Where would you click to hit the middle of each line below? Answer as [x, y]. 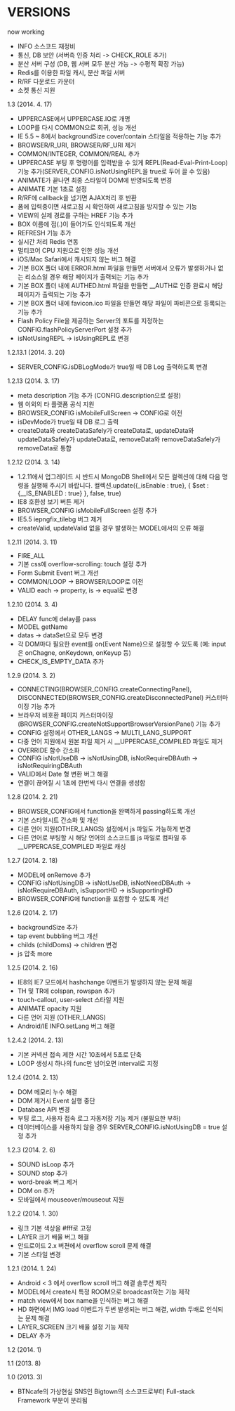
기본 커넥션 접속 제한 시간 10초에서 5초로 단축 [80, 1054]
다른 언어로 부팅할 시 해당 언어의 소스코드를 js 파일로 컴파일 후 [102, 838]
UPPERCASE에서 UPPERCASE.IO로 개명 [74, 118]
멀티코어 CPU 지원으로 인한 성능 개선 [68, 250]
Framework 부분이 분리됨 [52, 1400]
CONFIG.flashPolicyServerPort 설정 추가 [75, 329]
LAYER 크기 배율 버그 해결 [53, 1237]
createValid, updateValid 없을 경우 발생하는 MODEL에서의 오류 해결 [111, 528]
